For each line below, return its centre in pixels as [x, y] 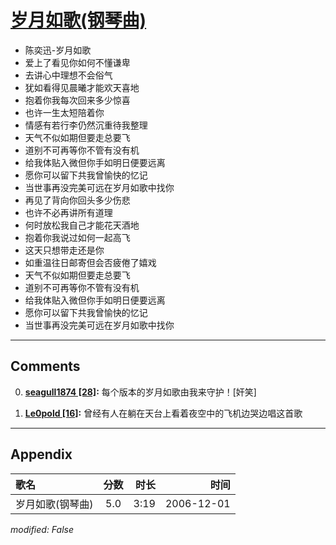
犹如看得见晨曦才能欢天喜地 [82, 87]
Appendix [41, 454]
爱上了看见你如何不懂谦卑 [77, 62]
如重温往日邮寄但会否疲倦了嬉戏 [90, 262]
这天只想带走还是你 [64, 250]
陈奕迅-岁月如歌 [58, 50]
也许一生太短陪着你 [64, 112]
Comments [45, 366]
